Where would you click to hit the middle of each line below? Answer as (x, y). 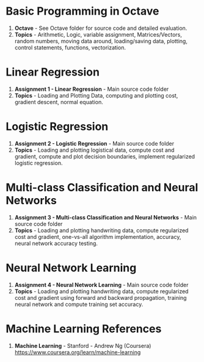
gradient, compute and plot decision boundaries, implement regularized (105, 156)
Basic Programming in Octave (82, 11)
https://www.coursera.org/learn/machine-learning (78, 352)
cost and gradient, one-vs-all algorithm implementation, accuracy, (98, 236)
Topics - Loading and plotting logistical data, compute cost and (94, 150)
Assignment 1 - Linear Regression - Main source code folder (92, 89)
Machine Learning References (84, 329)
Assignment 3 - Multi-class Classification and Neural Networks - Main (105, 217)
